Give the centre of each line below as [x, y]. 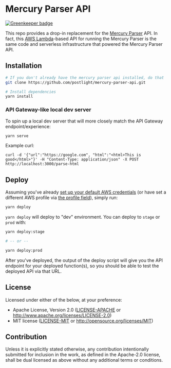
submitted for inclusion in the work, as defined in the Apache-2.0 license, [83, 355]
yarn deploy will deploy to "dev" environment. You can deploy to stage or [83, 217]
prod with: [16, 222]
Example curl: [20, 146]
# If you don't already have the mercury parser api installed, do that [85, 78]
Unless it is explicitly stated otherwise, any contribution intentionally [77, 349]
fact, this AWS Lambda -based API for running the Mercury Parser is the [81, 39]
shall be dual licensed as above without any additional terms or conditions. [84, 360]
